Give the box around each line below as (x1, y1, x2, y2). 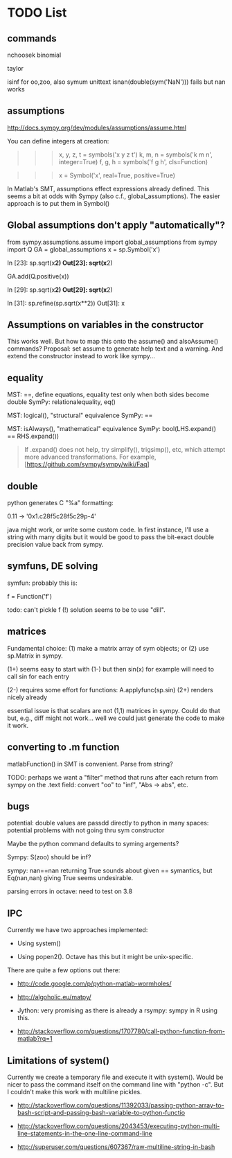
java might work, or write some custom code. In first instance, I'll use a (7, 525, 209, 534)
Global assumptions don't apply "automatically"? (7, 220, 225, 231)
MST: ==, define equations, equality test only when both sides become (7, 390, 210, 399)
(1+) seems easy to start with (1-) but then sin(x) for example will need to (7, 665, 215, 673)
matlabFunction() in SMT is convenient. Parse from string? (7, 760, 173, 768)
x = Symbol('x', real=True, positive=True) (58, 171, 175, 179)
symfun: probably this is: (7, 579, 78, 587)
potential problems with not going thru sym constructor (7, 826, 165, 834)
